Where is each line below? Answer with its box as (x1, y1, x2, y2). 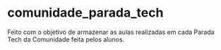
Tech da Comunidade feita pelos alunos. (7, 35, 125, 43)
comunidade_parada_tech (7, 5, 164, 21)
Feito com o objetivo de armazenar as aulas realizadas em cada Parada (7, 28, 215, 36)
